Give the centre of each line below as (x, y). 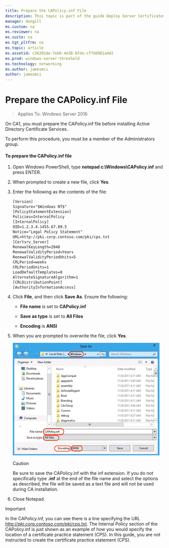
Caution (21, 463)
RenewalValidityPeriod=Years (43, 252)
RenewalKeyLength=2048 (36, 247)
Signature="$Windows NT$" (39, 207)
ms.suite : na (19, 37)
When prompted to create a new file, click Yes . (61, 182)
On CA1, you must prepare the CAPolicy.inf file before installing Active (77, 124)
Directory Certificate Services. (37, 129)
